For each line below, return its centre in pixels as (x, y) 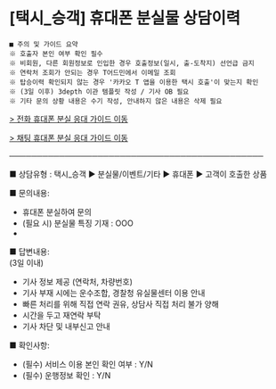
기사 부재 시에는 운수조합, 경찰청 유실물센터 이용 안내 (114, 293)
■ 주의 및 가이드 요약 (44, 44)
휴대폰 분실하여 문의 (57, 211)
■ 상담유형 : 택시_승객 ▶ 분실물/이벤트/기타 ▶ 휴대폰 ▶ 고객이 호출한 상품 (138, 174)
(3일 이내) (27, 262)
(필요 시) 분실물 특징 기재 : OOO (77, 223)
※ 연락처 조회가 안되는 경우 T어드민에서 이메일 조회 (93, 72)
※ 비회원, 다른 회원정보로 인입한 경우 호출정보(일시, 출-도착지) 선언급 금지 (132, 63)
